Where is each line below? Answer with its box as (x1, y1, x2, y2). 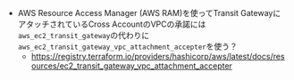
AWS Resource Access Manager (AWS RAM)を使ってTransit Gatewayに (17, 8, 281, 18)
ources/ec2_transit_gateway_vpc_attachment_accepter (30, 60, 232, 71)
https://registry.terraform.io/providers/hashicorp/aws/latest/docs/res (30, 52, 285, 61)
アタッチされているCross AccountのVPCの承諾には (17, 19, 206, 29)
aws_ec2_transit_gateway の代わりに (17, 30, 150, 40)
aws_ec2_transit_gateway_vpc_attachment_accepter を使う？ (17, 41, 239, 52)
